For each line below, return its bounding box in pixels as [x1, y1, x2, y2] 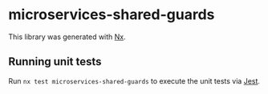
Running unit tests [8, 55, 102, 69]
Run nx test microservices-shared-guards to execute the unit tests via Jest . [8, 76, 261, 85]
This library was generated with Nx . [8, 32, 126, 41]
